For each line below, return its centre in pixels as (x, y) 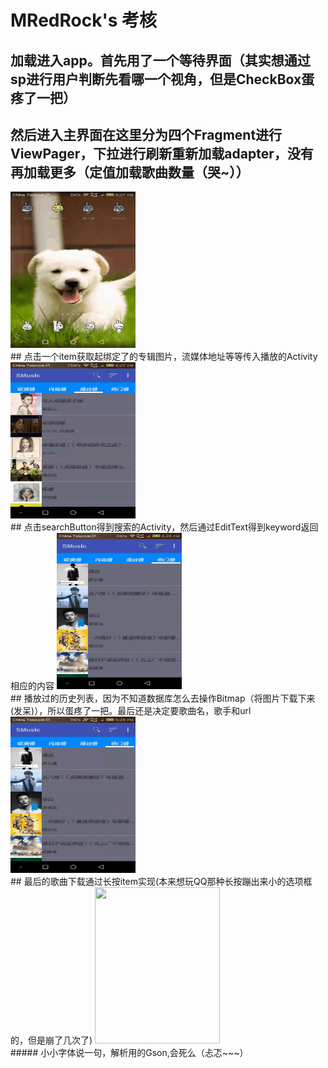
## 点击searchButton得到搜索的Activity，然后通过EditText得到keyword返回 (164, 527)
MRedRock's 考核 (83, 20)
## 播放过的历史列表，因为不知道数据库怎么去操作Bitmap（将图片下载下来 (163, 698)
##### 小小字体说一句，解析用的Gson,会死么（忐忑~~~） (129, 1053)
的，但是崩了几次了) (51, 1040)
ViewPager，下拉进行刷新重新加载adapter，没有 (162, 153)
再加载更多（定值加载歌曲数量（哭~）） (130, 172)
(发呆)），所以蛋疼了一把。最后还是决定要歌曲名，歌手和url (131, 711)
